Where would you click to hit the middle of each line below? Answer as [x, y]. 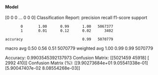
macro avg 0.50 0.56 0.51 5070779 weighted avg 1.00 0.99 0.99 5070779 [79, 48]
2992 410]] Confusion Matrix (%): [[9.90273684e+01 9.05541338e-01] [77, 63]
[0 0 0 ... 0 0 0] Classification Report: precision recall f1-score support [76, 18]
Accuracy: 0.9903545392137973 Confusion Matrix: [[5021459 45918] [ [77, 58]
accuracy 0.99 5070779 [59, 39]
